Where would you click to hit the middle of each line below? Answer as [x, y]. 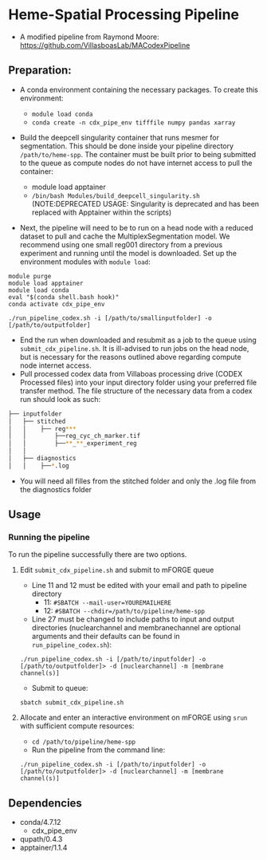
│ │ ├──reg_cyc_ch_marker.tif [75, 436]
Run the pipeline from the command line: [98, 750]
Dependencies [45, 803]
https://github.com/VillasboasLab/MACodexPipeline [105, 45]
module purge [30, 276]
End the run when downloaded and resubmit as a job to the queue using [138, 340]
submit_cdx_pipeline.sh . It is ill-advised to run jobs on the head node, [134, 348]
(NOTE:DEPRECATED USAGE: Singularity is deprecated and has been [145, 203]
